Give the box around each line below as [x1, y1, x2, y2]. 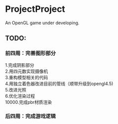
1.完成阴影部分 [5, 62, 35, 68]
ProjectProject [5, 3, 66, 15]
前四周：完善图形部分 [5, 50, 56, 57]
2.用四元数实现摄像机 [5, 68, 48, 74]
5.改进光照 [5, 86, 26, 92]
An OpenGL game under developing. [5, 20, 80, 26]
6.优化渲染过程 [5, 93, 36, 99]
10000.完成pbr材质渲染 [5, 99, 52, 105]
